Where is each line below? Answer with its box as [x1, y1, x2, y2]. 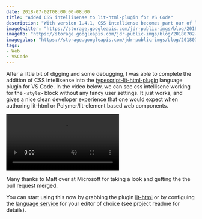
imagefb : [6, 31, 28, 37]
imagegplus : [6, 37, 36, 43]
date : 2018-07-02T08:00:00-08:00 [6, 8, 90, 15]
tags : [6, 43, 20, 49]
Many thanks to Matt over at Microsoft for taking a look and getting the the [6, 175, 191, 182]
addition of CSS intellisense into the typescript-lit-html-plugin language [6, 76, 183, 84]
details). [6, 206, 26, 214]
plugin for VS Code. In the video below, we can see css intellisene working [6, 82, 191, 90]
